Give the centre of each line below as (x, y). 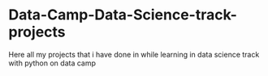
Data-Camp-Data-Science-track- (123, 15)
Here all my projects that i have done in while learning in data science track (134, 54)
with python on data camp (52, 63)
